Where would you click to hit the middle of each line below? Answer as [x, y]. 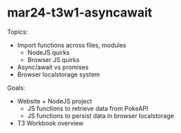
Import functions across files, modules [72, 45]
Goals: [16, 88]
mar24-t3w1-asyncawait [80, 13]
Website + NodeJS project [54, 101]
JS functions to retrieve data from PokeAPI [88, 108]
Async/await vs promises [53, 67]
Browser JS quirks [53, 59]
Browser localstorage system [58, 74]
